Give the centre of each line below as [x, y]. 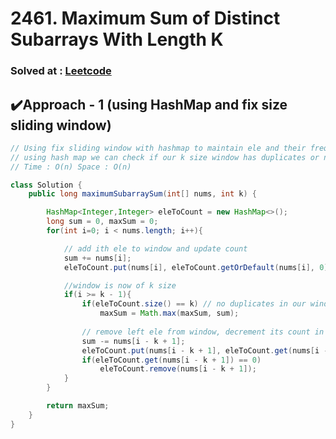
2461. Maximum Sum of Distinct [145, 18]
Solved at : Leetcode [61, 71]
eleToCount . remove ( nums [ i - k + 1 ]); [178, 369]
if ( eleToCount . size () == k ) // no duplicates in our [194, 304]
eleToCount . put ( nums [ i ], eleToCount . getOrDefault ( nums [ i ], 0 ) [196, 267]
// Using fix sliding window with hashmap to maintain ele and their [158, 148]
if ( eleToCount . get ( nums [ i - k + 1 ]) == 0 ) [171, 360]
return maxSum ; [78, 406]
